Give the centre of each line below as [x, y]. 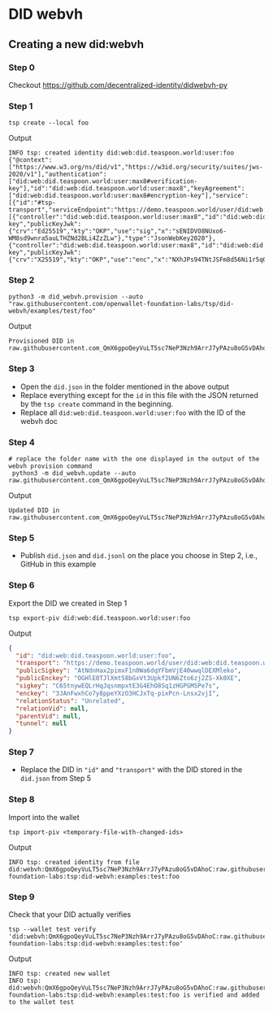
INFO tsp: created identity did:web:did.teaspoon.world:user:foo [121, 153]
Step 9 [22, 897]
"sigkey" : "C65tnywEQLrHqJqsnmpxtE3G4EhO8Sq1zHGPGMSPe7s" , [118, 686]
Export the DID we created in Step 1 [68, 603]
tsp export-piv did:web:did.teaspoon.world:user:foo [100, 618]
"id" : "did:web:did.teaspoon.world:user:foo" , [96, 656]
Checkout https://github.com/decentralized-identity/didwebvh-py [118, 85]
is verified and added [221, 995]
